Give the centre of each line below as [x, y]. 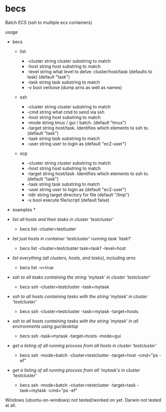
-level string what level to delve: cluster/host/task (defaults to [90, 71]
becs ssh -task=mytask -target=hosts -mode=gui [70, 336]
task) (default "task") [49, 77]
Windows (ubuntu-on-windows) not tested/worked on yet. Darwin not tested [83, 400]
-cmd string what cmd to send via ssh [66, 112]
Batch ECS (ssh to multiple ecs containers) [49, 22]
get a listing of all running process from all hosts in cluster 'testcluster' [84, 345]
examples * [24, 209]
